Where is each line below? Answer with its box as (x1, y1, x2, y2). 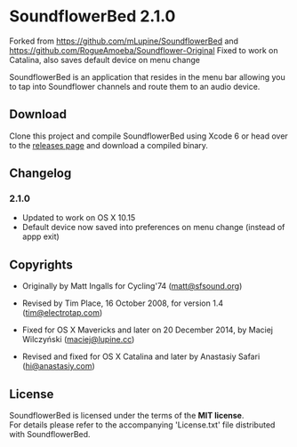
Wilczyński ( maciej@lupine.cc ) (21, 334, 135, 345)
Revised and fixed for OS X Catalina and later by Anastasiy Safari (21, 351, 261, 362)
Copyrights (9, 257, 73, 272)
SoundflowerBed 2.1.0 (9, 6, 176, 27)
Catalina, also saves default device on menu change (9, 54, 201, 65)
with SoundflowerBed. (9, 429, 91, 440)
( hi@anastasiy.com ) (21, 361, 95, 371)
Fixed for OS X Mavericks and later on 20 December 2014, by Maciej (21, 324, 274, 335)
